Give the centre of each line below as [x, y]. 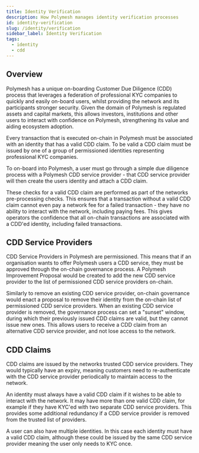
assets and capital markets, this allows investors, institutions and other [92, 114]
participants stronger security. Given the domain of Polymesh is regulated [96, 107]
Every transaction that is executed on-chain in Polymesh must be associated [99, 138]
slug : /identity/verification [44, 28]
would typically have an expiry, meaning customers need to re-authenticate [98, 371]
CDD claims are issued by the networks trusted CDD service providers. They [99, 364]
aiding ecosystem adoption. [40, 126]
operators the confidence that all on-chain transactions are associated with [98, 218]
